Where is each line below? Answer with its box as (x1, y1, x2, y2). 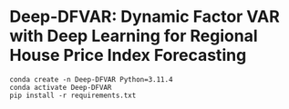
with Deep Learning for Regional (9, 25, 258, 46)
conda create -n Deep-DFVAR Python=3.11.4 (9, 74, 173, 84)
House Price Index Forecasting (9, 45, 247, 65)
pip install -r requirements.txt (9, 91, 137, 100)
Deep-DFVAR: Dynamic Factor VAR (9, 6, 280, 27)
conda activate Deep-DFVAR (9, 83, 112, 92)
